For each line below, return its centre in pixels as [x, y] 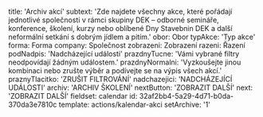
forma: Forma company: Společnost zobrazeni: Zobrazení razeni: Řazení [127, 45]
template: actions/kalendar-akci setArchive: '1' [135, 104]
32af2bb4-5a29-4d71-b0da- [186, 96]
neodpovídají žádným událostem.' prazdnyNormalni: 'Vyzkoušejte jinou [125, 62]
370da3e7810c [33, 104]
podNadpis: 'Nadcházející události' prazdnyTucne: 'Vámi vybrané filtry [124, 54]
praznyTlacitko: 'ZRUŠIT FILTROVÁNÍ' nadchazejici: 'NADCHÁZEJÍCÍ [120, 79]
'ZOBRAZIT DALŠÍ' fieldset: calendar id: [73, 96]
